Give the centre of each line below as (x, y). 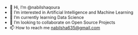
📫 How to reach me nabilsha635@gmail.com (55, 28)
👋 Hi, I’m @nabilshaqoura (35, 7)
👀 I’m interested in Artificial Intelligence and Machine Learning (71, 12)
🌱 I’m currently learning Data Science (47, 17)
